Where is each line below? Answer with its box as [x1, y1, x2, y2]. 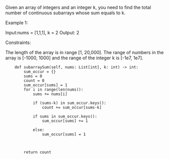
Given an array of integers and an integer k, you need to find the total [5, 5, 151, 10]
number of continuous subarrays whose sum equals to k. [5, 10, 125, 16]
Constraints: [5, 39, 31, 46]
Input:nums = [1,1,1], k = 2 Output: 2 [5, 30, 79, 35]
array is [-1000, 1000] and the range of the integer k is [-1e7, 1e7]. [5, 55, 143, 61]
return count [24, 150, 52, 155]
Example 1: [5, 20, 28, 26]
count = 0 [24, 78, 45, 83]
